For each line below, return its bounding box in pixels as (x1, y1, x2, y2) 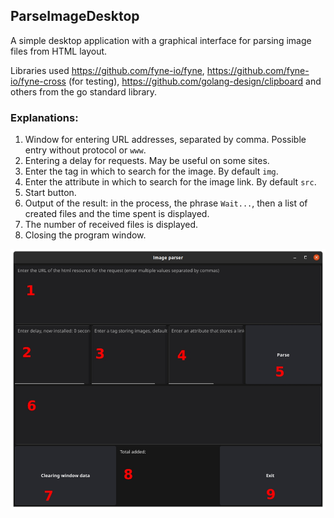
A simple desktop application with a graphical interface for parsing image (10, 34, 312, 46)
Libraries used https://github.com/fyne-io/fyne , (10, 64, 205, 76)
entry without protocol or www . (24, 144, 147, 156)
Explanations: (10, 110, 79, 124)
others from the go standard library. (10, 85, 158, 98)
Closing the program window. (24, 229, 147, 241)
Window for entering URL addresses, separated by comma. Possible (24, 134, 307, 146)
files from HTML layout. (10, 45, 108, 57)
